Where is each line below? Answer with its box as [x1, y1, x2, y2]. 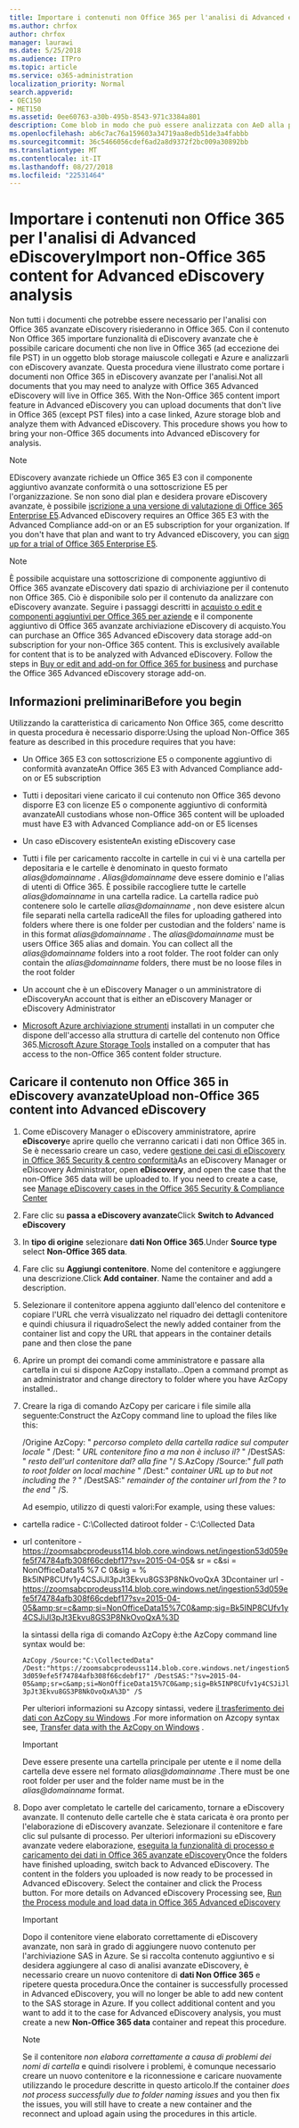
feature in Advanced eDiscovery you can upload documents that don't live [9, 400, 282, 410]
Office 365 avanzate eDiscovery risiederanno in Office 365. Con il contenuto [9, 324, 290, 335]
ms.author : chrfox [9, 21, 77, 30]
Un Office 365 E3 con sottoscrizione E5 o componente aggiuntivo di [21, 754, 272, 764]
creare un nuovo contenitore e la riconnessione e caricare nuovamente [21, 2070, 282, 2081]
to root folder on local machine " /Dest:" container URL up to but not [21, 1465, 273, 1476]
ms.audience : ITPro [9, 54, 82, 63]
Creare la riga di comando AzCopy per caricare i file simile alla [21, 1400, 252, 1411]
